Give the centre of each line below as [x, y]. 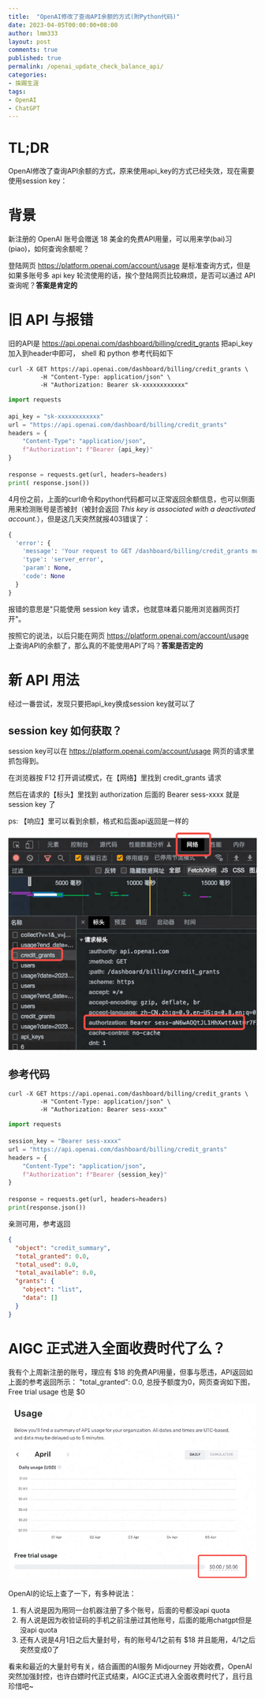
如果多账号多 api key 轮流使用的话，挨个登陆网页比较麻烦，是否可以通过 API [132, 275]
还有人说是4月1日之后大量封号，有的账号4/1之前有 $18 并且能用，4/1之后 [138, 1640]
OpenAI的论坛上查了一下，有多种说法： [72, 1593]
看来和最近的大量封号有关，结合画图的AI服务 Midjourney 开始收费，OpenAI [130, 1666]
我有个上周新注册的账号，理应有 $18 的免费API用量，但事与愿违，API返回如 [131, 1371]
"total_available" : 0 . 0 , [56, 1273]
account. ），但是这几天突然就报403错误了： [79, 519]
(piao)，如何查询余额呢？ [49, 249]
